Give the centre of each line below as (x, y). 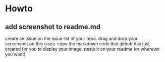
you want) (15, 54)
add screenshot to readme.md (53, 27)
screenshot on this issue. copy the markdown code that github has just (78, 44)
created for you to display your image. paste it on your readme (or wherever (82, 49)
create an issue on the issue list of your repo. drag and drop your (71, 38)
